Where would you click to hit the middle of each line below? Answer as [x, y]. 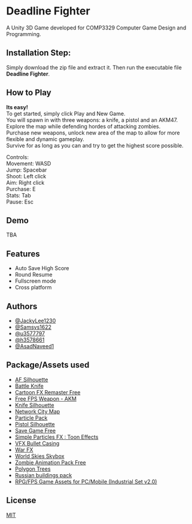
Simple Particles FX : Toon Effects [57, 437]
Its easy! [17, 107]
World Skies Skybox [39, 456]
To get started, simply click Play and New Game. [66, 113]
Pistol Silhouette [35, 424]
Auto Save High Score [42, 268]
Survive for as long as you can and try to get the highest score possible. [95, 145]
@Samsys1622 [33, 327]
